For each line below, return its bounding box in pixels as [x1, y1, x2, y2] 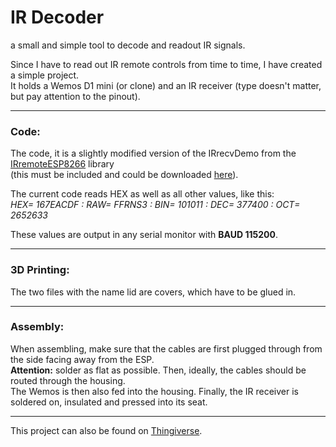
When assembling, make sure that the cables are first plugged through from [10, 342, 323, 355]
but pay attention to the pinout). [10, 90, 141, 102]
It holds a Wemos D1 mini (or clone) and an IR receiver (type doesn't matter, [10, 79, 322, 91]
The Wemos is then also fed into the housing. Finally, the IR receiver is [10, 385, 299, 397]
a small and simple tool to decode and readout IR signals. [10, 39, 246, 51]
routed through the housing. [10, 374, 126, 386]
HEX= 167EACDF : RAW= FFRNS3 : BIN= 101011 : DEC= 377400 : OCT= [10, 199, 301, 211]
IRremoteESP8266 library [10, 158, 115, 170]
